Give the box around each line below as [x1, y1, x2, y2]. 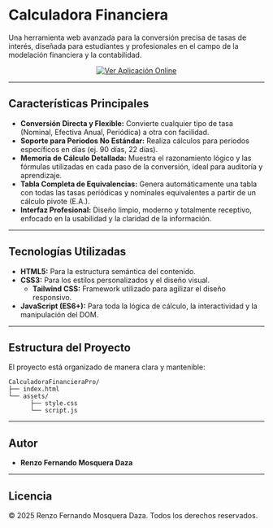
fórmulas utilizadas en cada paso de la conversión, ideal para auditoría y [19, 161, 263, 172]
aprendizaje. [19, 170, 63, 180]
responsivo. [32, 292, 72, 302]
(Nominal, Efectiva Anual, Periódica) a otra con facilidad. [19, 127, 210, 137]
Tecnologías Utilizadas [8, 245, 127, 259]
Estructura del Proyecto [8, 340, 132, 355]
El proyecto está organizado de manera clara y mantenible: [8, 362, 206, 372]
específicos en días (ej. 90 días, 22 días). [19, 144, 158, 154]
